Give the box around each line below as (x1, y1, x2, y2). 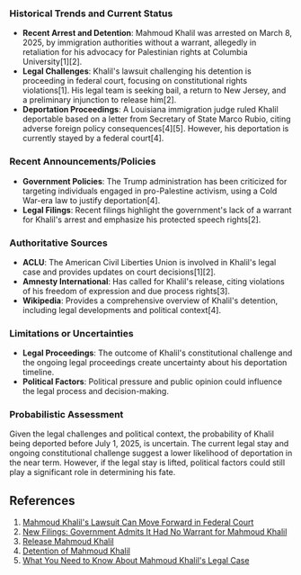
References (9, 493, 75, 508)
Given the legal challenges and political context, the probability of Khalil (9, 428, 274, 439)
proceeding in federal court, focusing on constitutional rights (22, 76, 248, 86)
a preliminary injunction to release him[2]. (22, 94, 177, 105)
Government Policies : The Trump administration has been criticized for (22, 175, 288, 186)
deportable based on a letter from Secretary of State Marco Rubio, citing (22, 113, 291, 124)
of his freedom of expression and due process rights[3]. (22, 285, 231, 296)
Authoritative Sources (9, 237, 108, 249)
